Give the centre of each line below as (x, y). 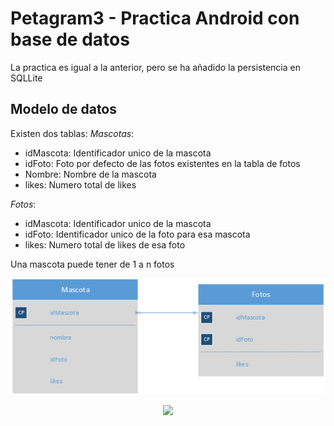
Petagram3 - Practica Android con (155, 18)
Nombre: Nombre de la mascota (90, 174)
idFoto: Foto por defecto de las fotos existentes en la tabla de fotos (162, 163)
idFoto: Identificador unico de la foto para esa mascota (137, 234)
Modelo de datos (64, 109)
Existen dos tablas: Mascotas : (72, 133)
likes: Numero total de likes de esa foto (105, 244)
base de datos (70, 39)
